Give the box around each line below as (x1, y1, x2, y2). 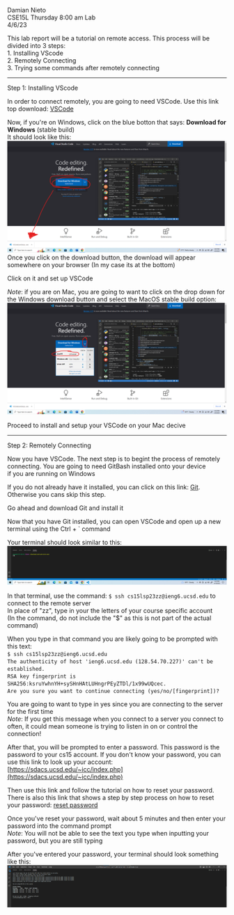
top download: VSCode (7, 104, 75, 113)
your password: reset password (7, 800, 98, 809)
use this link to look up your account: (7, 758, 114, 766)
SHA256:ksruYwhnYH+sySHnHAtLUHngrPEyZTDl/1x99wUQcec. (7, 680, 167, 687)
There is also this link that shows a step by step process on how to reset (7, 793, 214, 802)
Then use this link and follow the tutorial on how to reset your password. (7, 786, 214, 794)
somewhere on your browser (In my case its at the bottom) (7, 260, 175, 269)
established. (7, 665, 45, 672)
